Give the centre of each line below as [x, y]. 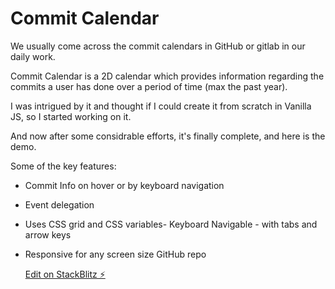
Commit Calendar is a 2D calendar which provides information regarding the [167, 76]
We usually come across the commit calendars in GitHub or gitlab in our [158, 46]
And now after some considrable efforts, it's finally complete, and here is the [168, 136]
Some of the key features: [63, 166]
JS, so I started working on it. [71, 116]
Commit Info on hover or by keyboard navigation [124, 185]
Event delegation [59, 204]
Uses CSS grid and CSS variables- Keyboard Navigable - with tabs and [171, 224]
